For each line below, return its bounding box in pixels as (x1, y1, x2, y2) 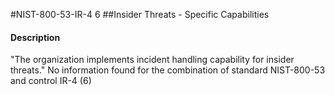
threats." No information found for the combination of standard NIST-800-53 (10, 64, 326, 76)
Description (10, 31, 61, 43)
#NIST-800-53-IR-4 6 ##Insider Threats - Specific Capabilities (10, 9, 270, 20)
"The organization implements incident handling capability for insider (10, 54, 295, 66)
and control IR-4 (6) (10, 75, 92, 87)
